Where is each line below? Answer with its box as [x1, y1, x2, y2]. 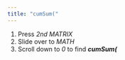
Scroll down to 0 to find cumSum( [17, 44, 117, 53]
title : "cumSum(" [7, 10, 59, 18]
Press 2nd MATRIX [17, 30, 73, 38]
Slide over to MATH [17, 37, 75, 46]
